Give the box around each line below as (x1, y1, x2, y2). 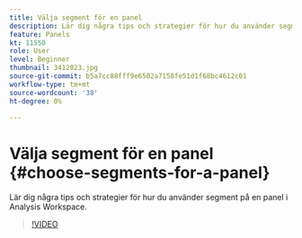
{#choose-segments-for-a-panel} (9, 163, 271, 182)
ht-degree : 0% (9, 96, 63, 106)
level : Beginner (9, 55, 70, 64)
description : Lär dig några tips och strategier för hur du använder (9, 22, 276, 31)
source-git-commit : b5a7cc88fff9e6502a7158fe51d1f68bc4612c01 (9, 72, 247, 81)
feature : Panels (9, 30, 70, 39)
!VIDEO (31, 219, 58, 230)
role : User (9, 47, 50, 56)
